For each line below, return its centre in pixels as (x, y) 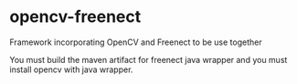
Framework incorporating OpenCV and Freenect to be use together (136, 42)
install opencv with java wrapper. (71, 69)
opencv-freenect (75, 17)
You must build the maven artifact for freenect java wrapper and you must (148, 59)
